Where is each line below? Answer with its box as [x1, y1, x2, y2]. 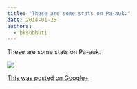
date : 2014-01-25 [7, 16, 57, 23]
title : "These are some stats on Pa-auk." [7, 10, 131, 17]
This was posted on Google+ [7, 74, 89, 82]
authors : [7, 23, 32, 29]
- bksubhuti [13, 29, 48, 36]
